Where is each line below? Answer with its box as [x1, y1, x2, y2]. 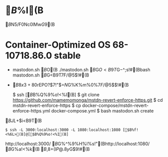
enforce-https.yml [12, 107, 50, 113]
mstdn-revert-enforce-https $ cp [12, 102, 82, 108]
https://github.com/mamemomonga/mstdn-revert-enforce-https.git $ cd [12, 97, 163, 103]
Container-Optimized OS [5, 39, 111, 51]
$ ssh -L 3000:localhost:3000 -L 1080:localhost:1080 [5, 127, 121, 132]
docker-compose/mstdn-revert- [82, 102, 149, 108]
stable [53, 50, 81, 61]
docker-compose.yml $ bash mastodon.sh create [51, 107, 154, 113]
